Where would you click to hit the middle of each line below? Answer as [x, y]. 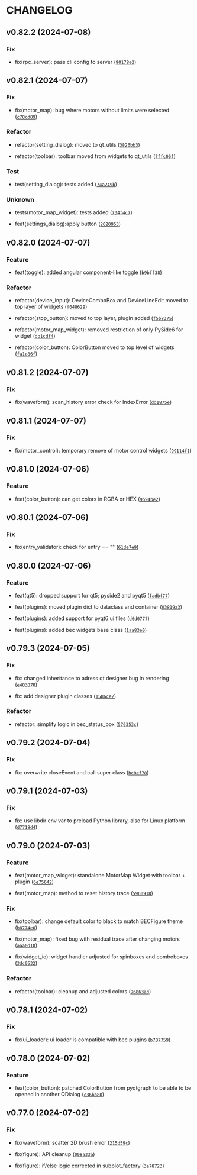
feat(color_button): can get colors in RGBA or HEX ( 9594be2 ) [88, 499]
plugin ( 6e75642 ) [34, 882]
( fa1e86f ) [26, 354]
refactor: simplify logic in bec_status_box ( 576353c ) [77, 724]
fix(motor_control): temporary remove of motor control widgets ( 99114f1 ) [103, 450]
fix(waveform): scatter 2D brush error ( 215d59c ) [72, 1142]
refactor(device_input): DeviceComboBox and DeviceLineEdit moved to [101, 301]
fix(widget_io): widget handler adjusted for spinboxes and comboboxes [101, 957]
